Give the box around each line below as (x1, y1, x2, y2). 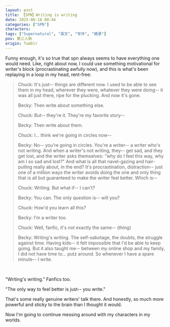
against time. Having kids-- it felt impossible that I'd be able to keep (17, 240, 161, 246)
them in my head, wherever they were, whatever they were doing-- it (17, 87, 163, 93)
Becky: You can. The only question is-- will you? (17, 195, 120, 201)
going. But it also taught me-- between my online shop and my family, (17, 245, 165, 252)
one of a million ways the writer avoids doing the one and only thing (17, 169, 161, 175)
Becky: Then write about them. (17, 122, 83, 128)
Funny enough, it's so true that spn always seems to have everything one (5, 55, 160, 61)
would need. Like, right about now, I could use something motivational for (5, 60, 160, 67)
